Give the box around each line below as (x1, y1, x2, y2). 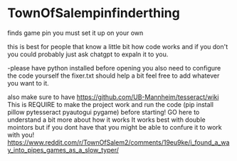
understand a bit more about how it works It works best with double (7, 115, 206, 124)
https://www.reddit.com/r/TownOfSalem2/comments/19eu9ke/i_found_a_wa (7, 137, 230, 147)
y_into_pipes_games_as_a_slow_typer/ (7, 145, 120, 154)
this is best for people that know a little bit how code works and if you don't (7, 42, 228, 51)
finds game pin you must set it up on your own (7, 28, 144, 37)
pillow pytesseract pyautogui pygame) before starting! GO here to (7, 108, 200, 116)
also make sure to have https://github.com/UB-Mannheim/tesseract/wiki (7, 93, 219, 101)
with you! (7, 130, 34, 139)
